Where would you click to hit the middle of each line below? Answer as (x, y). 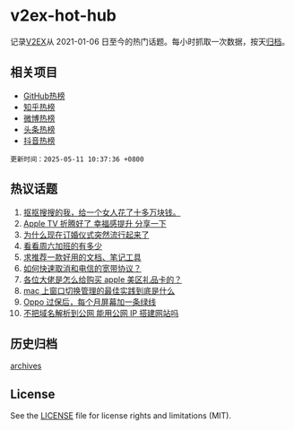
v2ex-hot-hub (64, 16)
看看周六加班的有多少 (62, 245)
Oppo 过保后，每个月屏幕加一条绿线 (89, 302)
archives (26, 366)
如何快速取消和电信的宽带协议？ (82, 268)
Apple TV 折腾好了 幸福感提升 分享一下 (95, 223)
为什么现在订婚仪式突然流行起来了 (86, 235)
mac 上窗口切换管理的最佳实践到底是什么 (99, 290)
